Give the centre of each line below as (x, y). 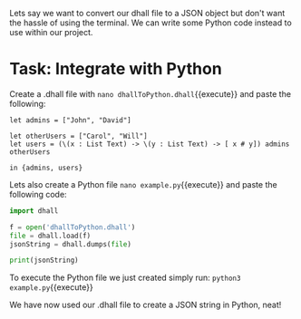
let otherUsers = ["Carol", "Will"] (78, 136)
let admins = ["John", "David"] (70, 120)
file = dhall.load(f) (50, 236)
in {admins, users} (46, 168)
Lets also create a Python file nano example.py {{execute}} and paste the (144, 184)
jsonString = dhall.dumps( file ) (70, 244)
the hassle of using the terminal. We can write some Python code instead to (150, 23)
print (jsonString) (44, 261)
